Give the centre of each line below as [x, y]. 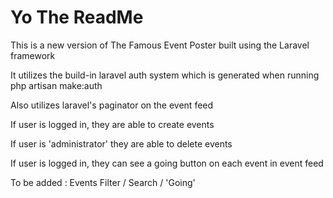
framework [33, 55]
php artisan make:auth [56, 85]
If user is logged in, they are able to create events [112, 124]
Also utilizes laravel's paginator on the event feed [112, 105]
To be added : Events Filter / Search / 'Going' [103, 182]
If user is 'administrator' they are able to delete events [121, 143]
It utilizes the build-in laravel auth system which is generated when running [165, 75]
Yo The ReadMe [77, 17]
